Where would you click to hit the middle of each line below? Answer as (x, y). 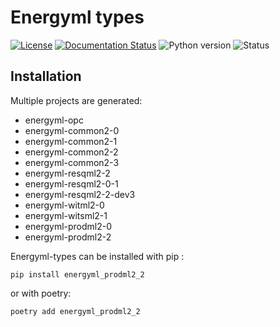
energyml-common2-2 (71, 152)
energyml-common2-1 (71, 141)
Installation (46, 76)
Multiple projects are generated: (76, 100)
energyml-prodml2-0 (68, 226)
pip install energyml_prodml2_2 (77, 274)
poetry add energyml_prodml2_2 (75, 311)
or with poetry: (41, 293)
